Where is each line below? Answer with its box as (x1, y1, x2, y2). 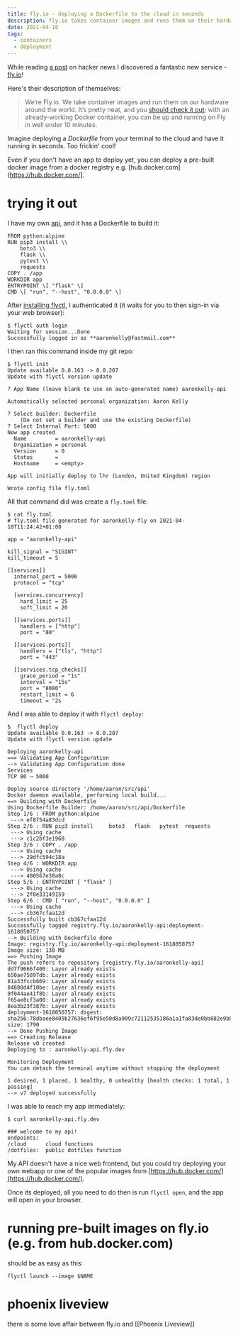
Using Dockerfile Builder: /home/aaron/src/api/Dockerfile (7, 804, 186, 811)
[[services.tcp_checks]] (13, 666, 87, 673)
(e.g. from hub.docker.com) (7, 1236, 174, 1252)
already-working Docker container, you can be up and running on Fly (24, 113, 227, 121)
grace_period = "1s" (20, 672, 81, 680)
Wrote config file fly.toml (7, 484, 91, 492)
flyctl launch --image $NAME (7, 1273, 93, 1280)
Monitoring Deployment (7, 1058, 74, 1065)
